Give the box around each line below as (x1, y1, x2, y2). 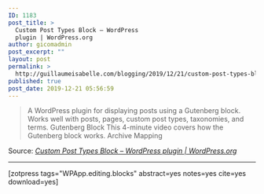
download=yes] (8, 178, 59, 187)
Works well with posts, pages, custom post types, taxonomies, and (27, 115, 244, 124)
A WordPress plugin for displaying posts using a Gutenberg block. (27, 106, 241, 115)
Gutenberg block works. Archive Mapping (27, 131, 163, 141)
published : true (8, 77, 61, 85)
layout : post (8, 56, 51, 64)
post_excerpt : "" (8, 48, 65, 56)
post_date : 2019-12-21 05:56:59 (8, 84, 114, 93)
